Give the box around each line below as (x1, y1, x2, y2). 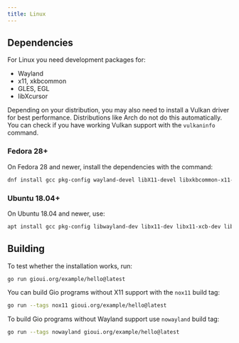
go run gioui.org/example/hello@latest (7, 275, 126, 283)
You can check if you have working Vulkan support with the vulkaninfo (7, 121, 216, 130)
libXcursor (17, 92, 48, 100)
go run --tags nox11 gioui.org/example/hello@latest (7, 302, 167, 310)
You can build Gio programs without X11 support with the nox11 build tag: (7, 288, 221, 297)
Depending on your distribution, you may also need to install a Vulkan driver (7, 106, 230, 115)
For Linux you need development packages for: (7, 56, 146, 64)
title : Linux (7, 10, 46, 18)
